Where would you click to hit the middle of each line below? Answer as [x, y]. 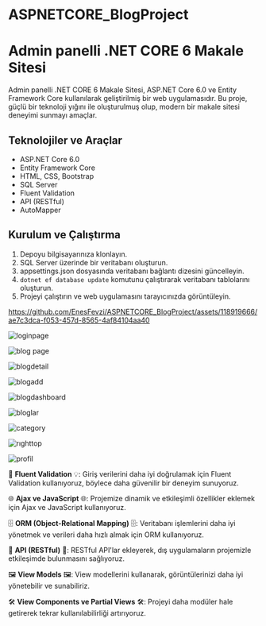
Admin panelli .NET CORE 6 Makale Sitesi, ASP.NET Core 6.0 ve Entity [122, 90]
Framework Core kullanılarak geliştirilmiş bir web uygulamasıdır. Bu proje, [128, 99]
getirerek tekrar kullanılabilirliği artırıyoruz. [77, 612]
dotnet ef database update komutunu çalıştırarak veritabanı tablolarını [135, 279]
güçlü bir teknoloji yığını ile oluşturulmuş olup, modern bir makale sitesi [124, 107]
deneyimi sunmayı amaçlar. [53, 115]
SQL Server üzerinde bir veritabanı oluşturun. [94, 262]
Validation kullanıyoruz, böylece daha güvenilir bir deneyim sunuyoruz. [124, 483]
